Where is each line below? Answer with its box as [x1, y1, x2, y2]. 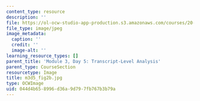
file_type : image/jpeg [6, 25, 62, 31]
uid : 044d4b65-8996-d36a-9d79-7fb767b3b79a [6, 86, 116, 92]
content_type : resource [6, 8, 65, 15]
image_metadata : [6, 31, 46, 37]
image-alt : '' [11, 48, 46, 53]
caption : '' [11, 36, 42, 42]
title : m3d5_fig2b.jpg [6, 75, 62, 81]
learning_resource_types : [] [6, 53, 79, 59]
